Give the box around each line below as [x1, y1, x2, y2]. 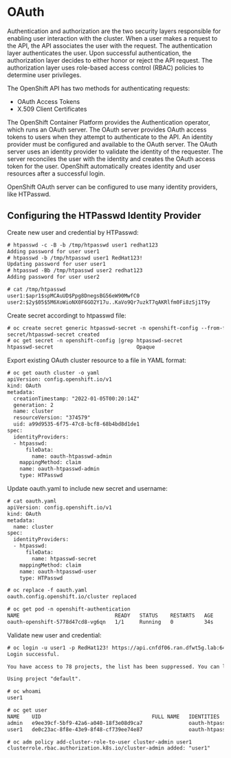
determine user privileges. [7, 70, 82, 79]
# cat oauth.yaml [7, 498, 57, 505]
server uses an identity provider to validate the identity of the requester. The [7, 147, 223, 156]
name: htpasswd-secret [32, 555, 97, 562]
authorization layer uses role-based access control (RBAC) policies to [7, 63, 204, 72]
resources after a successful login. [7, 169, 105, 178]
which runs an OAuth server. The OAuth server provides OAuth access [7, 125, 207, 134]
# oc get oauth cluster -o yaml [7, 370, 100, 377]
